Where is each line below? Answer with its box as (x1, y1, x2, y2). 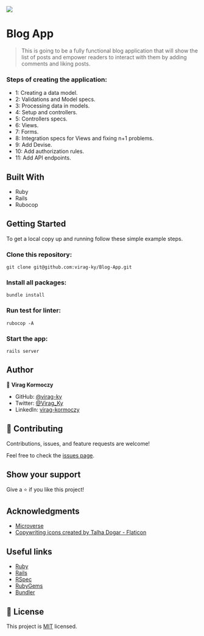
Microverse (15, 522, 44, 530)
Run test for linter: (6, 306, 62, 315)
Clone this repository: (6, 250, 72, 259)
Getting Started (6, 219, 66, 229)
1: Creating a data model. (15, 89, 78, 97)
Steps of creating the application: (6, 75, 108, 84)
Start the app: (6, 334, 48, 342)
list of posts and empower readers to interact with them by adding (21, 53, 187, 61)
